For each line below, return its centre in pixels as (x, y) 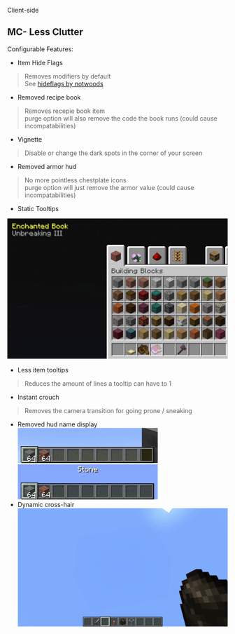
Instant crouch (38, 397)
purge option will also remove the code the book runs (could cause (121, 118)
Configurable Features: (40, 49)
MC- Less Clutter (45, 32)
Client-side (23, 10)
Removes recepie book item (64, 111)
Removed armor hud (47, 166)
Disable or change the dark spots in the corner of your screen (113, 153)
